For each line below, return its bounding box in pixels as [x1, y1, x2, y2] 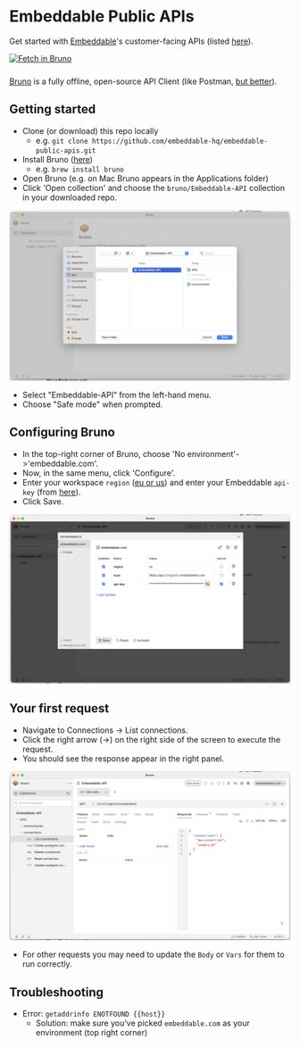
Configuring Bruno [9, 425, 116, 440]
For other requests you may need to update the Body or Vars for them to [21, 949, 285, 960]
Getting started [9, 102, 96, 117]
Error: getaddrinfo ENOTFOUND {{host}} [21, 1009, 166, 1019]
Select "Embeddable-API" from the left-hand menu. [21, 389, 212, 400]
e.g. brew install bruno [35, 163, 125, 174]
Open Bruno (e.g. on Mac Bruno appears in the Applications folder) [21, 172, 270, 184]
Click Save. [21, 495, 64, 506]
